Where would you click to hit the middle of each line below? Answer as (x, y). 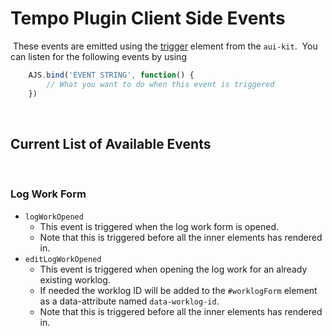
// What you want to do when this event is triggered (160, 84)
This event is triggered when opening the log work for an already (173, 269)
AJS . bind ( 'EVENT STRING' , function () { (111, 75)
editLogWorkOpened (63, 259)
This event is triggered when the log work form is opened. (159, 226)
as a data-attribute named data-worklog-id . (129, 301)
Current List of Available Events (111, 143)
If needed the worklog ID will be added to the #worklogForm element (178, 290)
